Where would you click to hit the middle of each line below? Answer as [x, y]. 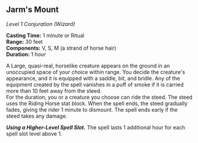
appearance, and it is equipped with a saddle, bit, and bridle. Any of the [93, 78]
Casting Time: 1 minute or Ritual [45, 35]
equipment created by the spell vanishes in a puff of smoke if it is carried [95, 84]
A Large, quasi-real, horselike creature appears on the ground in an [88, 66]
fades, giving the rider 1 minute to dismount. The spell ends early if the [92, 109]
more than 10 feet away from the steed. [54, 90]
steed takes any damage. [37, 116]
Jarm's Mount [33, 10]
